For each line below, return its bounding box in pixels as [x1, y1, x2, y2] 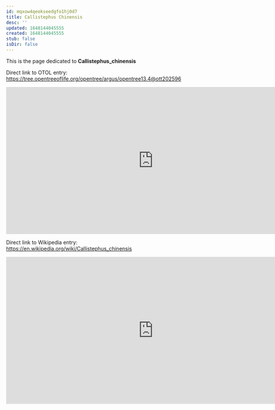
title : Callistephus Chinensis [6, 14, 83, 20]
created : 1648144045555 [6, 31, 65, 36]
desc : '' [6, 19, 28, 25]
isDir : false [6, 42, 38, 48]
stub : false [6, 36, 35, 42]
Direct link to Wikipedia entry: [6, 239, 78, 246]
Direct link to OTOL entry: [6, 69, 68, 76]
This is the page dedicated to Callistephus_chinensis [6, 57, 136, 65]
